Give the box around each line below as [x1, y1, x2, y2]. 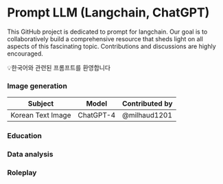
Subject [27, 99, 54, 108]
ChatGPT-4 [78, 111, 116, 120]
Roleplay [7, 168, 37, 177]
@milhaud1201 [122, 111, 173, 120]
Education [7, 131, 43, 141]
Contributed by [122, 99, 173, 108]
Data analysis [7, 150, 54, 159]
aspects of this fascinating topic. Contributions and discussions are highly [7, 42, 216, 50]
